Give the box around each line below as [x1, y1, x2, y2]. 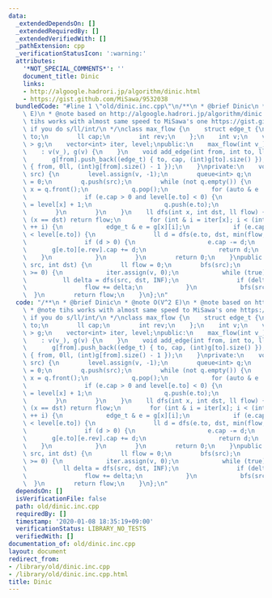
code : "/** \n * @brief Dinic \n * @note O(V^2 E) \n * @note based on [15, 299, 252, 307]
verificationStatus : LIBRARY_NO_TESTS [15, 525, 147, 533]
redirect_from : [8, 555, 60, 563]
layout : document [8, 548, 67, 556]
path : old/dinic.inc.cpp [15, 502, 100, 510]
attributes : [15, 58, 57, 66]
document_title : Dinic [23, 72, 100, 80]
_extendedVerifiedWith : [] [15, 34, 107, 43]
